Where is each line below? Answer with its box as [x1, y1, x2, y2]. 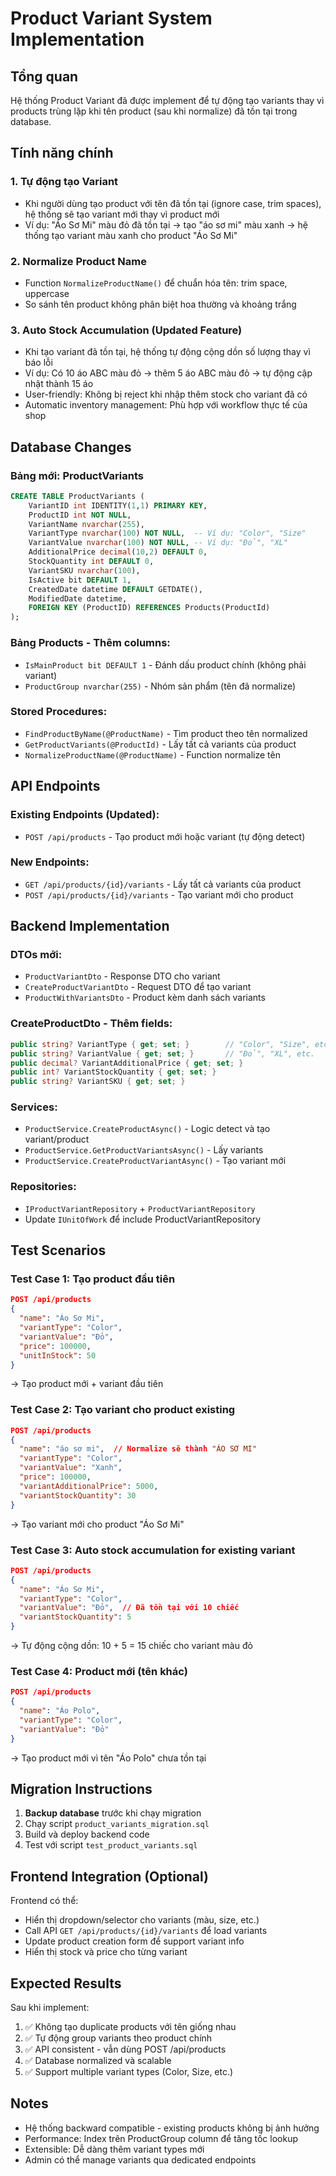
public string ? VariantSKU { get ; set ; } [10, 1077, 186, 1087]
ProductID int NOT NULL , [28, 510, 132, 520]
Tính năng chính [10, 145, 114, 162]
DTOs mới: [10, 948, 63, 962]
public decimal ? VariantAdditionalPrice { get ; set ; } [10, 1058, 244, 1068]
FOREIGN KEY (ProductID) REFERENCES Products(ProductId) [28, 603, 271, 613]
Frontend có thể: [10, 1895, 79, 1907]
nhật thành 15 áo [24, 378, 94, 390]
